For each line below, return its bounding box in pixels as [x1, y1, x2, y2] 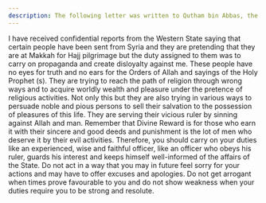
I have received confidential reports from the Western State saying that [8, 33, 241, 43]
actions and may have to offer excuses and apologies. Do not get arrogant [8, 169, 252, 178]
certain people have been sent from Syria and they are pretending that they [8, 41, 256, 52]
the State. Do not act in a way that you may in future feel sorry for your [8, 160, 241, 170]
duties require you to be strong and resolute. [8, 185, 155, 195]
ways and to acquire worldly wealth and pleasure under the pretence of [8, 84, 243, 94]
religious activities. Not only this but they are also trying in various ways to [8, 92, 252, 102]
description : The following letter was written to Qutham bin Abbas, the [8, 11, 259, 20]
